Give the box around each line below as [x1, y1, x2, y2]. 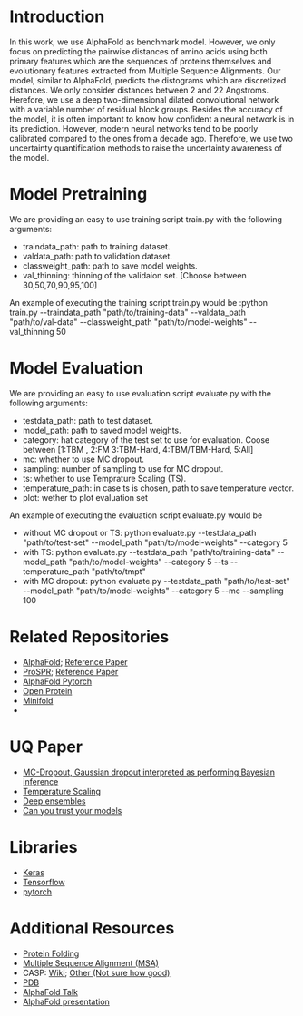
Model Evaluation [9, 358, 143, 378]
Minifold [22, 695, 54, 706]
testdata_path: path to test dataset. [22, 415, 154, 425]
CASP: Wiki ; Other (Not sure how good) [22, 967, 171, 978]
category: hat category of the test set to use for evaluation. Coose [22, 434, 270, 445]
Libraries [9, 836, 78, 857]
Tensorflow [22, 876, 65, 887]
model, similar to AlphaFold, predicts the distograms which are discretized [9, 74, 287, 85]
